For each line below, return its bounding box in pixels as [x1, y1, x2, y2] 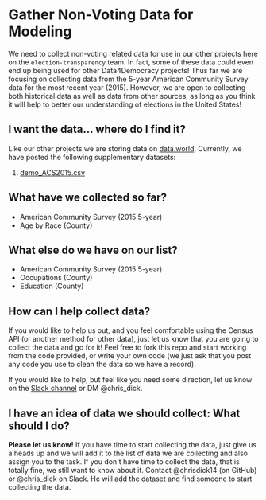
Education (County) [19, 281, 84, 291]
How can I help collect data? [8, 304, 151, 318]
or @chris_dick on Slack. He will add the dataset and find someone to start [8, 474, 253, 483]
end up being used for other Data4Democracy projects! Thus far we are [8, 65, 243, 75]
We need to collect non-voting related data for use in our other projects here [8, 49, 258, 58]
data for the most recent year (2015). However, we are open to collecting [8, 82, 246, 92]
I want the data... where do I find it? [8, 123, 187, 136]
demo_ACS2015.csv [19, 167, 86, 177]
